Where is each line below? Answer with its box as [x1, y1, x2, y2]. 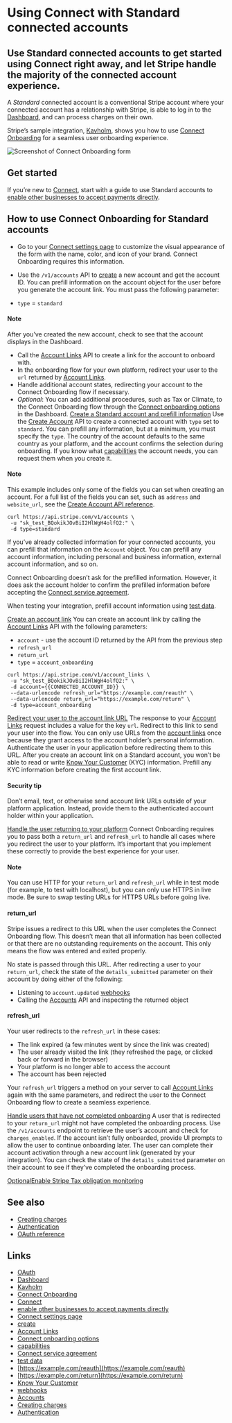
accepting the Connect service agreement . [7, 588, 130, 597]
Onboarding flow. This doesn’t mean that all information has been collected [7, 932, 222, 940]
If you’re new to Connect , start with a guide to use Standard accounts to [7, 185, 213, 194]
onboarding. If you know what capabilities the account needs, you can [17, 446, 218, 455]
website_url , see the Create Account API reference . [7, 500, 155, 509]
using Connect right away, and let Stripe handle [7, 58, 217, 70]
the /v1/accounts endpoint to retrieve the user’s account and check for [7, 1126, 209, 1134]
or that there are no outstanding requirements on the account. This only [7, 939, 211, 948]
